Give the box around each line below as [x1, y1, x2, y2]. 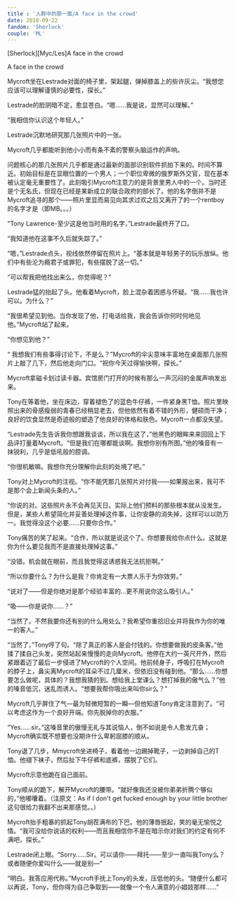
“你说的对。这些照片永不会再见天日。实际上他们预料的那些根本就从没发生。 [7, 501, 226, 510]
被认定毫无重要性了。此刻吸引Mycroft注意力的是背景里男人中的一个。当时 [7, 178, 221, 187]
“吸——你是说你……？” [7, 602, 73, 611]
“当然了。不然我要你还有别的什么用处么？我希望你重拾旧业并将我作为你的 [7, 617, 220, 626]
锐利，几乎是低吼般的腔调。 [13, 447, 93, 456]
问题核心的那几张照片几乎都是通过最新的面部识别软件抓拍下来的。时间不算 [7, 161, 223, 169]
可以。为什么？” [7, 296, 54, 305]
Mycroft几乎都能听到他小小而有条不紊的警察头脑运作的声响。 [7, 145, 184, 154]
